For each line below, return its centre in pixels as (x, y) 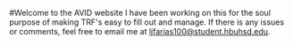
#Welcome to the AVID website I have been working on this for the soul (140, 13)
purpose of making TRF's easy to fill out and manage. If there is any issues (146, 22)
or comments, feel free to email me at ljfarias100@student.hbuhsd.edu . (140, 31)
